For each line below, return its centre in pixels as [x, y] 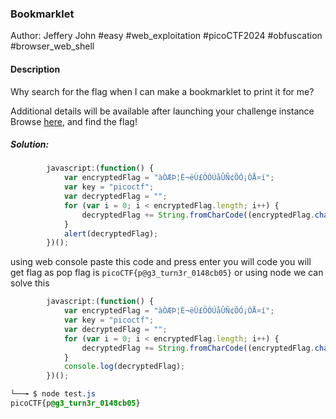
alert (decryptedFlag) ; [111, 233]
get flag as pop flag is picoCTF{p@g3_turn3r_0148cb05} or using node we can [167, 273]
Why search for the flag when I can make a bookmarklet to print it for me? [162, 91]
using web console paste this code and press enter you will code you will [161, 262]
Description [35, 69]
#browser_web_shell [52, 46]
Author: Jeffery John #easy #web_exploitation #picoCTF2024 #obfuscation [166, 36]
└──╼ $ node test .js [53, 394]
